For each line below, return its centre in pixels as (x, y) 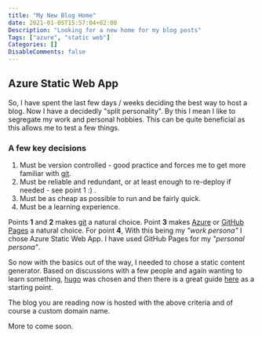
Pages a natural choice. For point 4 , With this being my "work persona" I (125, 231)
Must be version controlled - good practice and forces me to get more (133, 165)
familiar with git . (45, 174)
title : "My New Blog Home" (52, 15)
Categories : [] (33, 45)
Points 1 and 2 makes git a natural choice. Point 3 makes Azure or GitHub (126, 222)
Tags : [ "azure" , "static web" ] (59, 37)
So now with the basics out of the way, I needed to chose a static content (127, 262)
